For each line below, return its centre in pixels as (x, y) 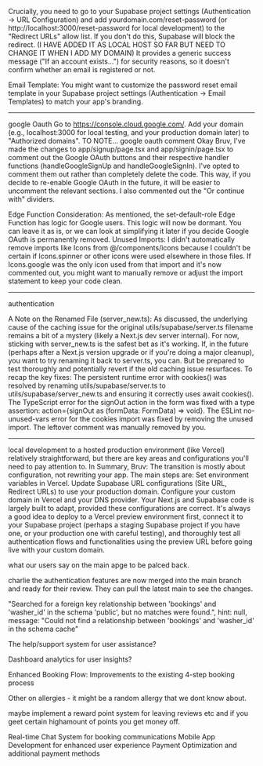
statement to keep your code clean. (65, 281)
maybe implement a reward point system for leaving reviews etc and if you (128, 713)
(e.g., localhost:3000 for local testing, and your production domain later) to (129, 132)
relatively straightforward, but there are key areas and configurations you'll (128, 458)
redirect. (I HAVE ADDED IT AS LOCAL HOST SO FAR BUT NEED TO (117, 45)
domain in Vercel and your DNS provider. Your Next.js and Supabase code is (131, 500)
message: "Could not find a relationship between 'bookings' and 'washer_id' (131, 620)
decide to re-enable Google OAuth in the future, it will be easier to (114, 182)
